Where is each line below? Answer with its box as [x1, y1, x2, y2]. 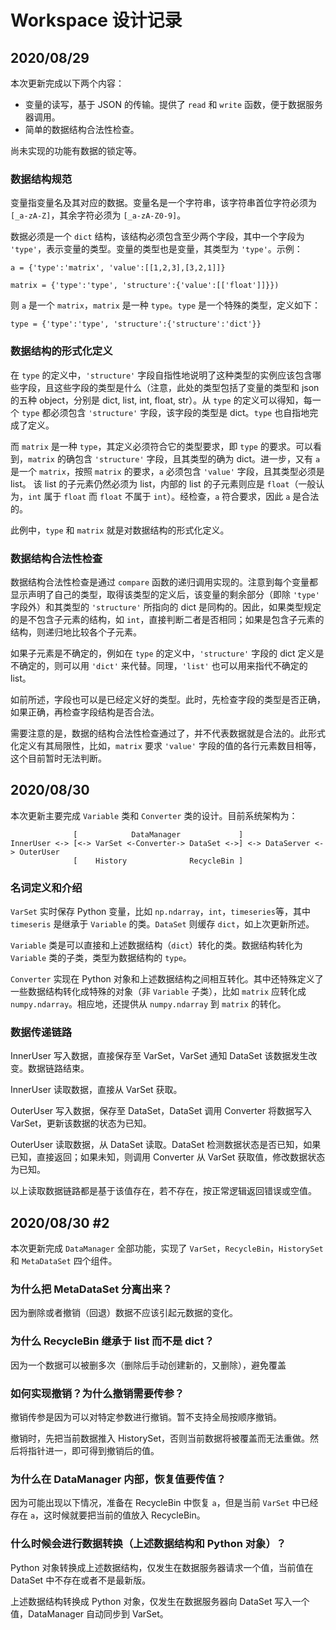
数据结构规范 [10, 172, 73, 186]
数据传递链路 [10, 1025, 73, 1039]
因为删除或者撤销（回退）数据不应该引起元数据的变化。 [10, 1307, 238, 1319]
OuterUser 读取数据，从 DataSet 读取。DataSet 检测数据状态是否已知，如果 [10, 1139, 322, 1151]
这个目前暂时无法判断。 [10, 752, 107, 764]
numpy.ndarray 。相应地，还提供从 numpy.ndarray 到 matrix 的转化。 [10, 998, 287, 1010]
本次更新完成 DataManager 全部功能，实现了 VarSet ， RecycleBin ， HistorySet [10, 1242, 324, 1255]
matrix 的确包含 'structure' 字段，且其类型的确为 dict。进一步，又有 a [28, 452, 321, 465]
